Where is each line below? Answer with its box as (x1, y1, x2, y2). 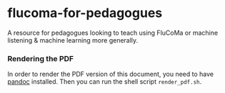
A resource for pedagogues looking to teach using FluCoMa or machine (7, 28, 219, 37)
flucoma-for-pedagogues (7, 5, 163, 21)
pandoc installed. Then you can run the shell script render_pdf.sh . (7, 77, 202, 86)
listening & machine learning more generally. (7, 35, 139, 44)
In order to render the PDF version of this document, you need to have (7, 70, 214, 79)
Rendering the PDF (7, 53, 74, 63)
